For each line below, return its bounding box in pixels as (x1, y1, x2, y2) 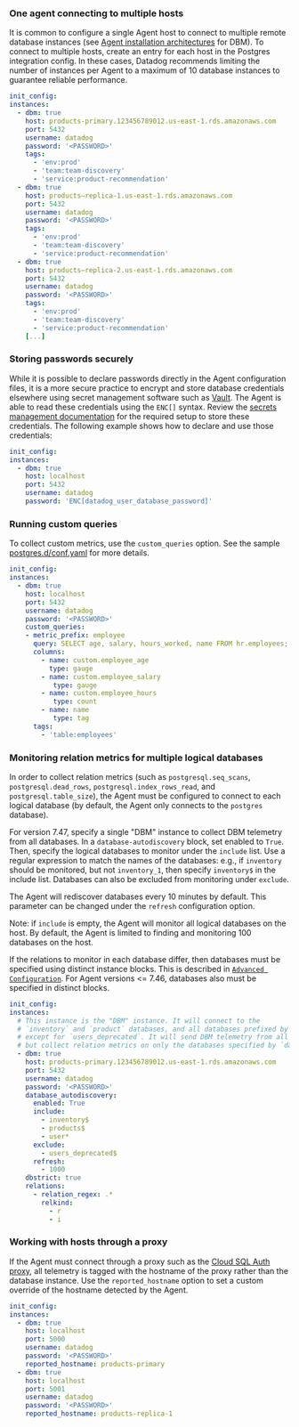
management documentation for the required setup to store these (9, 410, 250, 421)
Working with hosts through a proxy (9, 1236, 168, 1248)
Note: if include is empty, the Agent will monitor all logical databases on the (9, 918, 287, 928)
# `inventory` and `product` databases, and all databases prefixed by (17, 1025, 289, 1034)
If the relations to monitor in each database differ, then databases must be (9, 953, 281, 964)
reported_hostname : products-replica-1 (25, 1409, 174, 1418)
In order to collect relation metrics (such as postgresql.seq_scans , (9, 771, 251, 782)
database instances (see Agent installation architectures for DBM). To (9, 36, 264, 47)
